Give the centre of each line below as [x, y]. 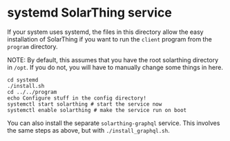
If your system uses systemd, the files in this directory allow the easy [105, 32]
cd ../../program [32, 92]
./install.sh [26, 86]
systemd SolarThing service [90, 13]
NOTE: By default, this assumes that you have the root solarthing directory [113, 59]
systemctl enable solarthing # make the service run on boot [97, 110]
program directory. [32, 46]
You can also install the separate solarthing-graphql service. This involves [114, 123]
